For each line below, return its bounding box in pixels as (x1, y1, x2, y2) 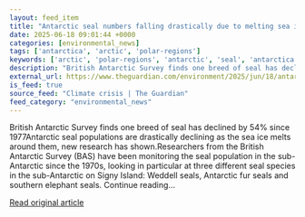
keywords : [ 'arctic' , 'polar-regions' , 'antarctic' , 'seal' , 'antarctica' (9, 55, 299, 64)
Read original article (9, 197, 84, 208)
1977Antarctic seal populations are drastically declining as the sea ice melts (9, 132, 291, 143)
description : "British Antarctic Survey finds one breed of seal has (9, 64, 279, 73)
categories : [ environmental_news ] (9, 38, 141, 48)
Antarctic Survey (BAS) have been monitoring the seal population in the (9, 151, 276, 162)
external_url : (9, 72, 64, 81)
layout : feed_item (9, 13, 79, 23)
